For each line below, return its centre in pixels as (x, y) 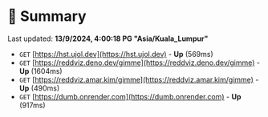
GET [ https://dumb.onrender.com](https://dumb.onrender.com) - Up (130, 96)
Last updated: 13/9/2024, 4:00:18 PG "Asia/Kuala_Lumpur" (108, 38)
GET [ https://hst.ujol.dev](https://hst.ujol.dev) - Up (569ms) (116, 54)
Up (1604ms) (41, 71)
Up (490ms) (39, 88)
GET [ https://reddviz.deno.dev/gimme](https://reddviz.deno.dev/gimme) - (140, 63)
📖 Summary (47, 16)
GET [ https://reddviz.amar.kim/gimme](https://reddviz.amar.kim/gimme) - (139, 79)
